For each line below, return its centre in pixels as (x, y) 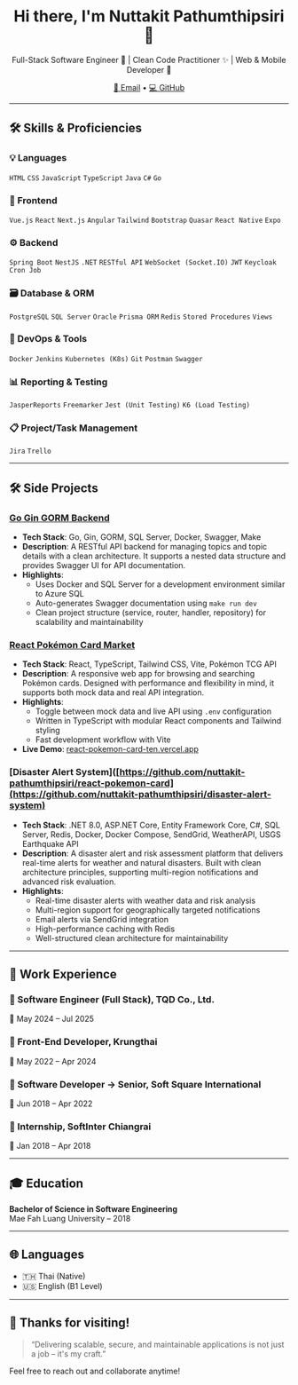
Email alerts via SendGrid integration (102, 919)
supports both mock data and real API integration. (113, 692)
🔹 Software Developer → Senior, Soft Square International (135, 1084)
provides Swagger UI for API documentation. (104, 566)
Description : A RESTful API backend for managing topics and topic (145, 547)
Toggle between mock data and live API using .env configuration (153, 711)
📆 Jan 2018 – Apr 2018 (50, 1146)
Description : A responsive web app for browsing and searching (138, 674)
